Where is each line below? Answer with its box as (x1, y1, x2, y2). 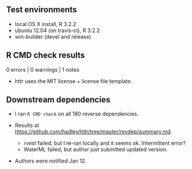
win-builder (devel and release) (14, 33, 92, 40)
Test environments (6, 5, 77, 15)
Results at (14, 122, 40, 129)
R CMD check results (6, 50, 85, 60)
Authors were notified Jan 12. (14, 157, 87, 165)
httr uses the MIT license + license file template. (14, 77, 132, 85)
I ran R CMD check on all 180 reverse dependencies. (14, 110, 139, 117)
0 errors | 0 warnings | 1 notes (6, 66, 80, 73)
